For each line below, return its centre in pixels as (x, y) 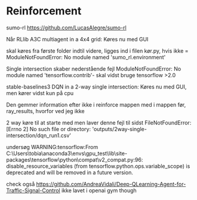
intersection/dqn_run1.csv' (39, 135)
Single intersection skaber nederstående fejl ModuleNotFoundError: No (94, 69)
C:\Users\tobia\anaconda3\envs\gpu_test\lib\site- (67, 153)
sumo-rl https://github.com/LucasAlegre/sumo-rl (66, 28)
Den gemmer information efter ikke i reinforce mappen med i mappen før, (96, 104)
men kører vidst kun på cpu (40, 93)
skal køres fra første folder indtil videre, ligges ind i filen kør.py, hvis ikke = (98, 51)
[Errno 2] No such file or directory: (49, 129)
